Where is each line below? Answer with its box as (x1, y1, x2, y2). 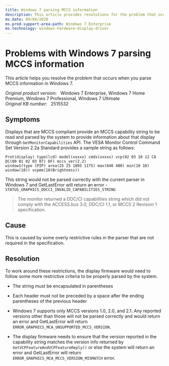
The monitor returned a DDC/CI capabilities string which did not (17, 196, 150, 202)
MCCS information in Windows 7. (5, 80, 73, 86)
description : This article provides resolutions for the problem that (5, 12, 156, 17)
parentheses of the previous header (12, 298, 87, 304)
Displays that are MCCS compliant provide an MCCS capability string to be (5, 129, 160, 135)
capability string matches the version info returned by (12, 339, 124, 345)
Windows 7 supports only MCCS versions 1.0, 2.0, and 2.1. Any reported (12, 308, 161, 314)
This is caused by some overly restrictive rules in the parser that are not (5, 234, 154, 240)
